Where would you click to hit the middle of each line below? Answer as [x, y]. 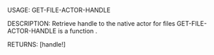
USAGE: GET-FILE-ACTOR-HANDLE [59, 10]
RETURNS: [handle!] [37, 44]
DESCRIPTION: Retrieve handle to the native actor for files [92, 23]
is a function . [78, 31]
